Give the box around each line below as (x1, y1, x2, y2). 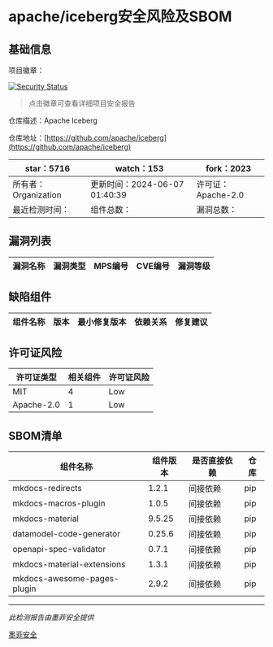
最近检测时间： (12, 204, 71, 215)
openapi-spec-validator (12, 544, 106, 555)
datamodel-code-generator (12, 528, 120, 540)
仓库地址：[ (8, 133, 47, 142)
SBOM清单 (8, 428, 63, 443)
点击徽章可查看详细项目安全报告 (28, 98, 136, 108)
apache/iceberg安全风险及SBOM (8, 7, 232, 26)
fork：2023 (206, 163, 252, 174)
